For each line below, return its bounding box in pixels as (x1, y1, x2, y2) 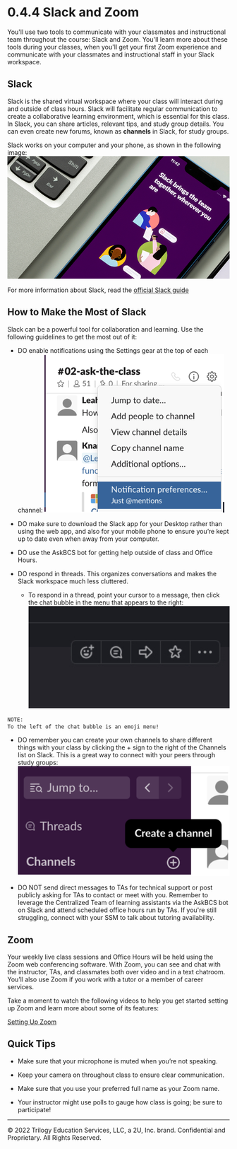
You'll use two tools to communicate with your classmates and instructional (7, 28, 226, 36)
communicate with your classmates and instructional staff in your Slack (7, 50, 214, 59)
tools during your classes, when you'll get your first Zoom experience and (7, 42, 222, 51)
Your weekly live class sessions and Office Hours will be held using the (7, 952, 214, 961)
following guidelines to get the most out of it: (7, 332, 138, 341)
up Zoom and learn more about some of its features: (7, 1003, 159, 1012)
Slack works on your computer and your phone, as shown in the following (7, 141, 221, 149)
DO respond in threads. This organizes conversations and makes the (17, 569, 217, 578)
